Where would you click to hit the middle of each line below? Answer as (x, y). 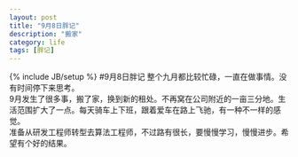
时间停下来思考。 (48, 88)
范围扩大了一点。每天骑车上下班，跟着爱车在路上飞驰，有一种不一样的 (145, 110)
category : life (37, 42)
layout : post (33, 17)
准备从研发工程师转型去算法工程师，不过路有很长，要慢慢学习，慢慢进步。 (145, 132)
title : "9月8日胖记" (44, 26)
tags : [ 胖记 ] (32, 51)
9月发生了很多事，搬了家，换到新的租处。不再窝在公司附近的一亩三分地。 (144, 99)
